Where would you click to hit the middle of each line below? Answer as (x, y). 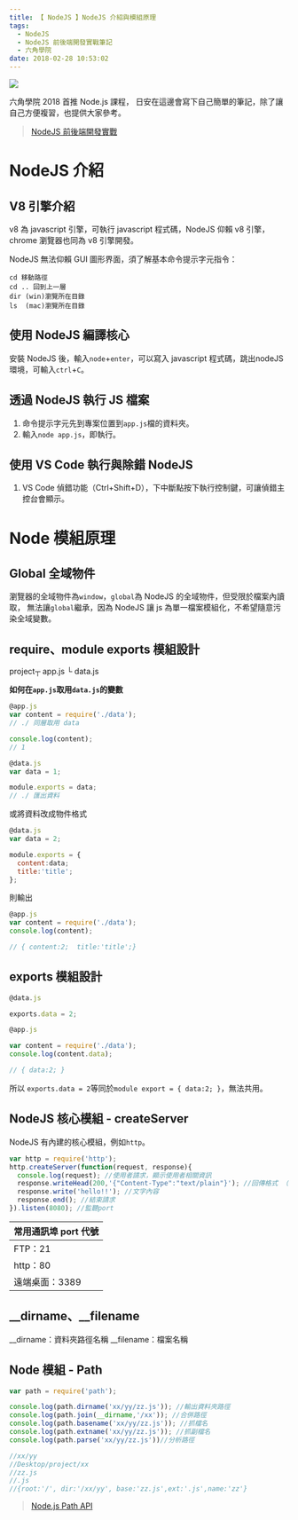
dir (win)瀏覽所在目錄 (47, 296)
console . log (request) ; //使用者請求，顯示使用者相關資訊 (114, 1175)
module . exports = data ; (53, 788)
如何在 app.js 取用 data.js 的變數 (67, 689)
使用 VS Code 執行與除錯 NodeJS (101, 465)
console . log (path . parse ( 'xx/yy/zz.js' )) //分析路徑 (102, 1440)
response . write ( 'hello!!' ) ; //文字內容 (88, 1192)
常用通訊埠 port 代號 (56, 1232)
